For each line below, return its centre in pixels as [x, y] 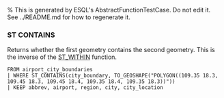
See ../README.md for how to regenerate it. [69, 17]
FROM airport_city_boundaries [50, 70]
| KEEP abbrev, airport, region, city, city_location [85, 88]
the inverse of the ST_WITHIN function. [62, 57]
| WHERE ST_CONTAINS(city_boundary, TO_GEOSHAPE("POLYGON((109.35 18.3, [113, 76]
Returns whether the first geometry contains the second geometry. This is [111, 50]
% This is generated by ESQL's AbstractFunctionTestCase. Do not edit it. [109, 10]
